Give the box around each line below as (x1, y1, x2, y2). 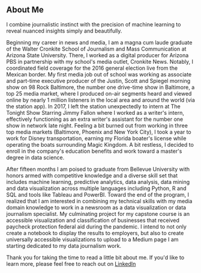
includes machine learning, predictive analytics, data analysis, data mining (6, 178, 190, 185)
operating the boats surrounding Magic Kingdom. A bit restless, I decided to (6, 141, 194, 148)
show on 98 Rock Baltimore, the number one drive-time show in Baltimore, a (6, 84, 195, 91)
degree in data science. (6, 153, 65, 161)
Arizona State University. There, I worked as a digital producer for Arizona (6, 51, 189, 59)
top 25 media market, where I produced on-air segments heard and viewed (6, 90, 192, 97)
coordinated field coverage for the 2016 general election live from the (6, 64, 178, 72)
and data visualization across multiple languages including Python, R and (6, 185, 187, 192)
